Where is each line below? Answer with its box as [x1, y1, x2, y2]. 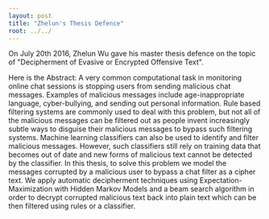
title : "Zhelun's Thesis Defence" [8, 19, 125, 27]
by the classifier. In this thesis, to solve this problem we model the [8, 159, 227, 168]
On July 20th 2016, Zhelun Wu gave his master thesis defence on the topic [8, 49, 256, 59]
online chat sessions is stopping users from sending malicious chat [8, 81, 231, 91]
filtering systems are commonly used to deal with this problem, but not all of [8, 107, 261, 117]
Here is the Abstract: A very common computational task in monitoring [8, 73, 242, 83]
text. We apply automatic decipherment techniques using [8, 176, 198, 185]
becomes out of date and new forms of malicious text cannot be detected [8, 150, 253, 159]
